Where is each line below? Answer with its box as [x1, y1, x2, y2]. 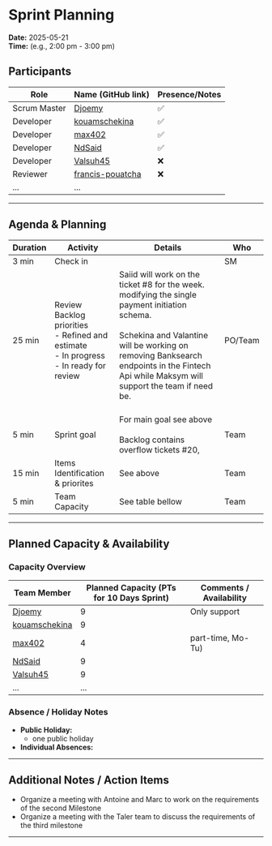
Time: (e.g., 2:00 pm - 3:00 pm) [8, 41, 116, 50]
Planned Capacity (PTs [86, 582, 176, 594]
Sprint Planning [8, 6, 115, 24]
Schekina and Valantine [118, 329, 209, 341]
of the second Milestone [19, 803, 102, 813]
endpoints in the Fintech [118, 359, 211, 371]
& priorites [54, 477, 95, 488]
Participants [8, 65, 71, 79]
